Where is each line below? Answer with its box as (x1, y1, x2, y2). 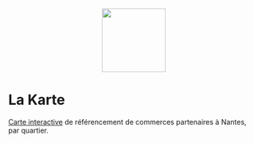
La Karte (8, 91, 65, 109)
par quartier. (8, 126, 49, 135)
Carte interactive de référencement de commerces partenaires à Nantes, (8, 117, 247, 126)
